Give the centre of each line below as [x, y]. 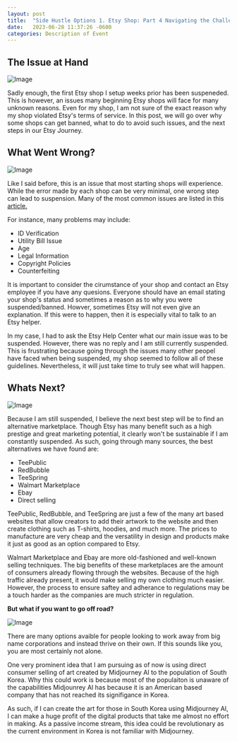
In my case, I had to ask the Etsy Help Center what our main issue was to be [117, 336]
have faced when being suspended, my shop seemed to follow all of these [115, 358]
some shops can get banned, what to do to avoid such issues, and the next [116, 123]
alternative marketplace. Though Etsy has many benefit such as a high [109, 426]
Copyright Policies [44, 263]
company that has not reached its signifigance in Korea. [88, 695]
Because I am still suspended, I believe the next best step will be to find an [116, 418]
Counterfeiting [38, 271]
